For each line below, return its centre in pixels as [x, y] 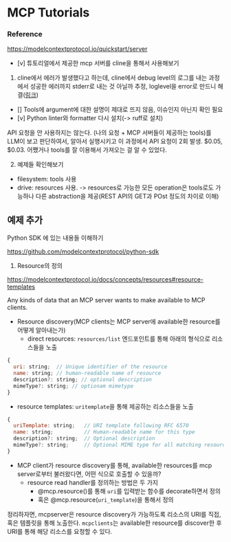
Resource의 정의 [40, 266]
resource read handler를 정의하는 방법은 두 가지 [92, 482]
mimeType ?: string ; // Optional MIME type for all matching [107, 445]
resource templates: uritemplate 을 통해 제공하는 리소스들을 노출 [105, 406]
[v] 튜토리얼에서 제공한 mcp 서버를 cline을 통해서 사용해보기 [98, 63]
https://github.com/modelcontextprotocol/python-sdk [83, 251]
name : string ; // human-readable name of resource [87, 373]
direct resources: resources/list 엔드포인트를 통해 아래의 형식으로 [119, 339]
